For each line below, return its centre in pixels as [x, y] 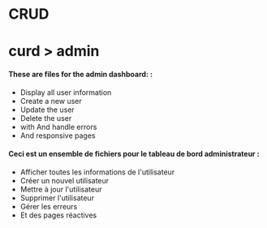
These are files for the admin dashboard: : [80, 74]
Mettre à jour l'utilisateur [61, 189]
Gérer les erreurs [49, 206]
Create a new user [51, 101]
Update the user [47, 110]
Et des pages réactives [58, 215]
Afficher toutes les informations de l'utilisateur [97, 172]
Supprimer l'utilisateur [57, 198]
